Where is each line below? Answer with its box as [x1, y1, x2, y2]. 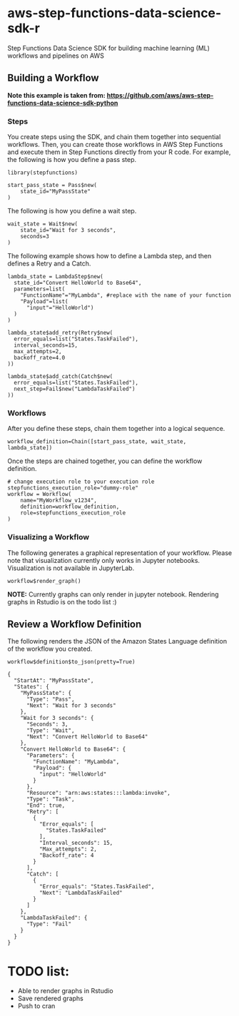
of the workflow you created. [7, 644, 93, 654]
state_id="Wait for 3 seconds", [20, 227, 116, 234]
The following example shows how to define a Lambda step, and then [7, 252, 212, 260]
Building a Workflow [7, 72, 99, 84]
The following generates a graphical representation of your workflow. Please [7, 548, 233, 557]
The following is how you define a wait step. [7, 207, 137, 215]
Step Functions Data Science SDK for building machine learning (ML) [7, 44, 210, 52]
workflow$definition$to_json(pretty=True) [7, 659, 136, 666]
